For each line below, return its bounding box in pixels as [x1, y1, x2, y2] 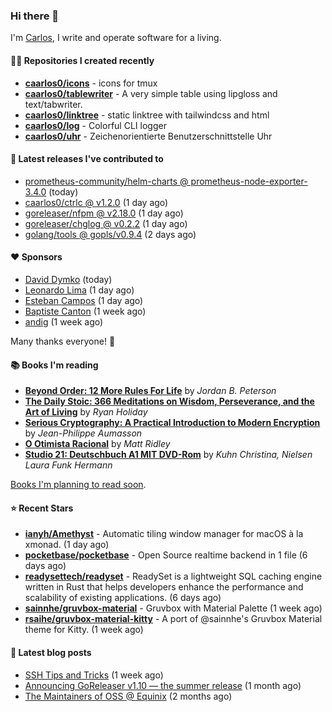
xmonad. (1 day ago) [24, 539, 110, 551]
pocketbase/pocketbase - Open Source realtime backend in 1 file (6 [24, 549, 308, 561]
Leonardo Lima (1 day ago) [24, 284, 135, 296]
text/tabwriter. [24, 98, 83, 110]
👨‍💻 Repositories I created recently [10, 54, 155, 66]
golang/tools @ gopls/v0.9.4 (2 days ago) [24, 228, 197, 240]
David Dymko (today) [24, 273, 113, 285]
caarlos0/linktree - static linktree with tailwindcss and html [24, 109, 270, 121]
